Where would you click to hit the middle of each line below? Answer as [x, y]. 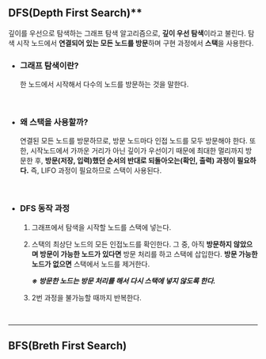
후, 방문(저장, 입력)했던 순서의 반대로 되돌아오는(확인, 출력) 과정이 [135, 161]
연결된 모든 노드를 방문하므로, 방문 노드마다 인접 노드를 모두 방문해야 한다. [133, 141]
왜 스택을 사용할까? [54, 122]
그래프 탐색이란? [49, 65]
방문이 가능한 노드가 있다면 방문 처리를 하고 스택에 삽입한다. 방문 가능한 [148, 254]
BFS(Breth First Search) [68, 346]
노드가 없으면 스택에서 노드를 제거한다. [91, 264]
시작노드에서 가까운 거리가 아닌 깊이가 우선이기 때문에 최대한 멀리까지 [137, 151]
